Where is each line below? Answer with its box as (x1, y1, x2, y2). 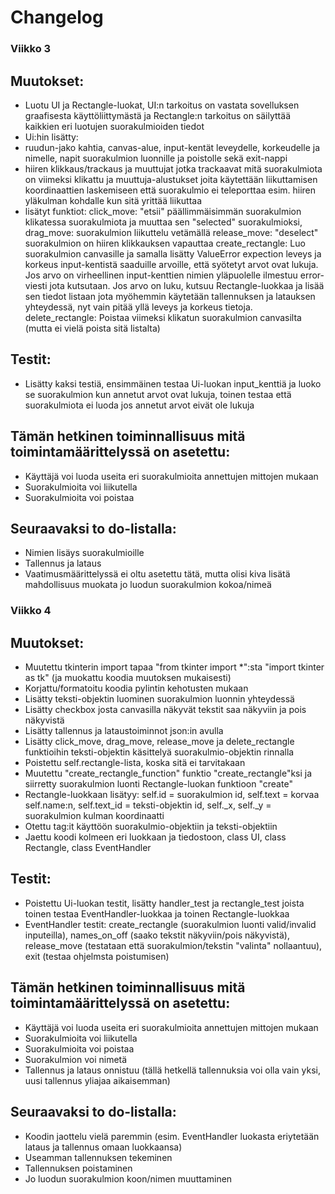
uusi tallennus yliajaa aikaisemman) (24, 1074, 171, 1086)
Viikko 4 (10, 604, 52, 618)
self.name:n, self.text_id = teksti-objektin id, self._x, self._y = (24, 799, 272, 811)
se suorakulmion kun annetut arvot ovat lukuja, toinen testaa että (24, 388, 292, 400)
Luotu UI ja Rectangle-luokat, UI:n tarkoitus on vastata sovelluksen (24, 99, 300, 111)
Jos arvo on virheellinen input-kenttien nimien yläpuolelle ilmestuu (24, 269, 298, 281)
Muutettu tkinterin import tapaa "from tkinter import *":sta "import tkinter (24, 661, 325, 673)
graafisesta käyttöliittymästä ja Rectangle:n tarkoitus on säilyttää (24, 109, 291, 121)
